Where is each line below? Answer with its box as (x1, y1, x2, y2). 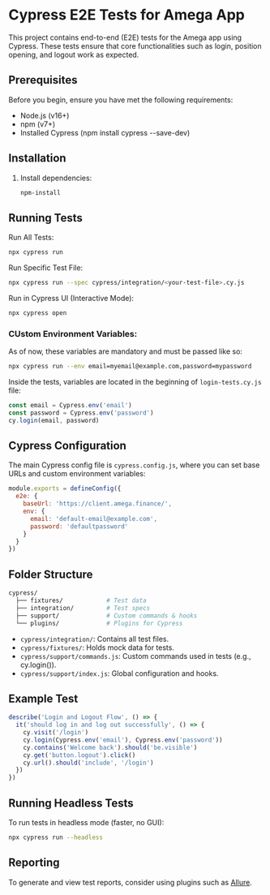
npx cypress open (8, 309, 67, 317)
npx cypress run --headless (8, 833, 104, 841)
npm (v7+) (19, 119, 56, 129)
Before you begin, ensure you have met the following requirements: (8, 95, 234, 105)
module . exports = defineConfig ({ (8, 484, 122, 493)
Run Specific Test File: (8, 263, 84, 273)
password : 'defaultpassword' (29, 522, 129, 531)
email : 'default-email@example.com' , (29, 514, 158, 523)
